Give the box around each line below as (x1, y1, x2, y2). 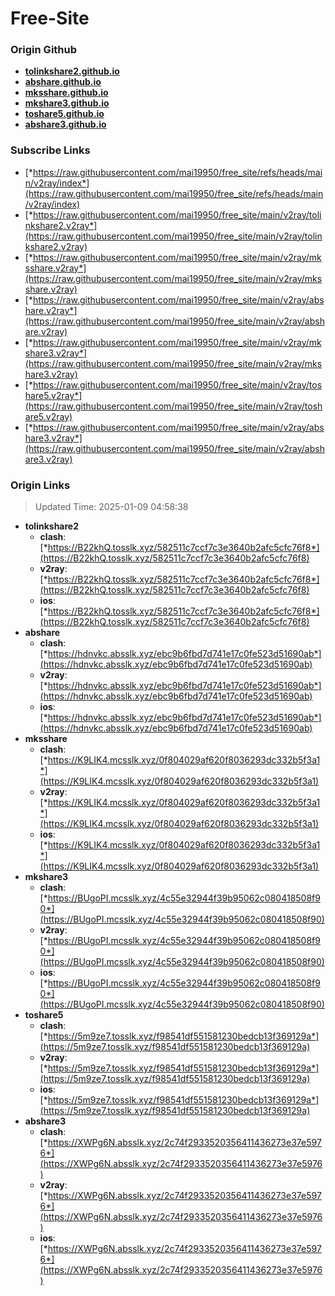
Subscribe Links (10, 143, 91, 157)
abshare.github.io (24, 76, 102, 88)
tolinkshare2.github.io (24, 65, 120, 77)
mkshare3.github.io (24, 97, 110, 109)
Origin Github (10, 43, 78, 57)
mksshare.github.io (24, 87, 109, 99)
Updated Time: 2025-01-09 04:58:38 (34, 501, 189, 513)
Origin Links (10, 478, 71, 492)
